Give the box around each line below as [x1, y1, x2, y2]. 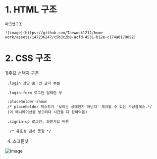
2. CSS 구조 [5, 53, 52, 64]
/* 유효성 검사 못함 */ [9, 129, 52, 134]
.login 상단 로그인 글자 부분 [7, 81, 60, 86]
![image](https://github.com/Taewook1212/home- [5, 30, 105, 35]
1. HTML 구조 [5, 4, 57, 15]
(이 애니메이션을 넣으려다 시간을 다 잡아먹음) [7, 109, 88, 114]
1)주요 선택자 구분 [5, 70, 39, 76]
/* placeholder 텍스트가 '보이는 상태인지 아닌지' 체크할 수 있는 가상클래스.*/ [7, 104, 152, 109]
